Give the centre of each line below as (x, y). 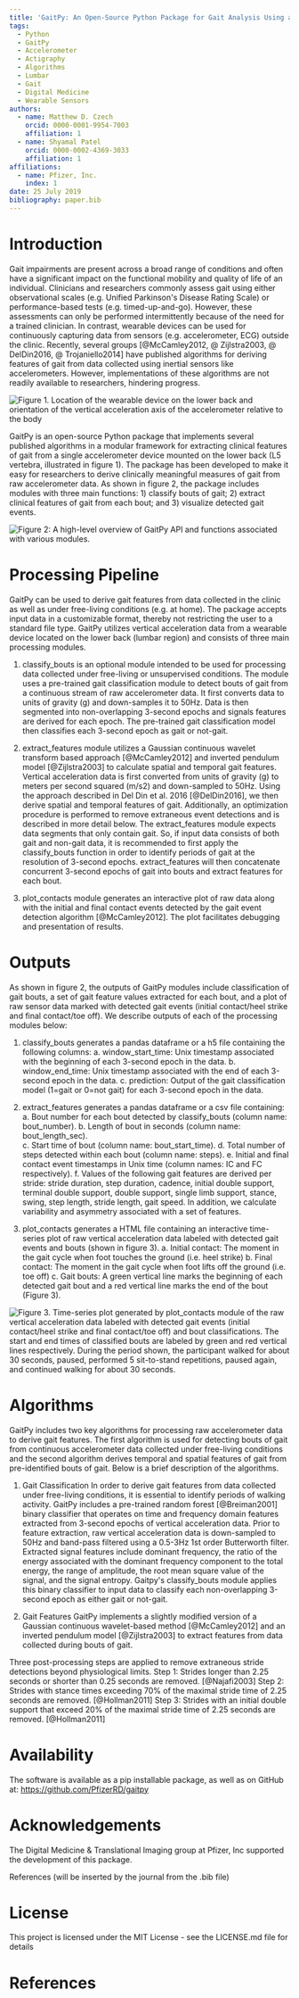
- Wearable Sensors (53, 100)
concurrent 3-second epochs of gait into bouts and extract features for (152, 871)
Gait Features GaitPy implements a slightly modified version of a (139, 1616)
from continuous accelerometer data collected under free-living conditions (146, 1449)
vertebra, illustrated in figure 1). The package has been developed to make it (149, 464)
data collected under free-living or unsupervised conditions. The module (155, 674)
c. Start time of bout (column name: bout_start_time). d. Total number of (154, 1145)
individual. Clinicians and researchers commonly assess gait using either (142, 287)
